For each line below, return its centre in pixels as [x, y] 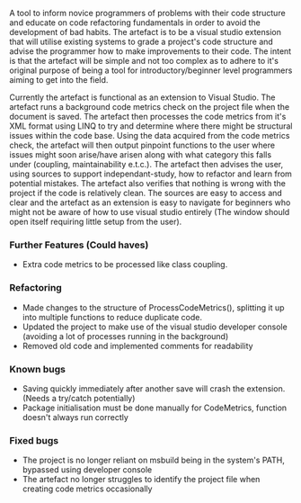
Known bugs [37, 369]
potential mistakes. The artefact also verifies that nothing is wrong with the [147, 183]
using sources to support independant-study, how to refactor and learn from [150, 174]
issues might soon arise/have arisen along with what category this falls [141, 155]
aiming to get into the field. [59, 80]
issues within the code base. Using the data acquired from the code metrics [150, 135]
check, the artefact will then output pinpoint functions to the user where [142, 145]
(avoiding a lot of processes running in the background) [125, 336]
